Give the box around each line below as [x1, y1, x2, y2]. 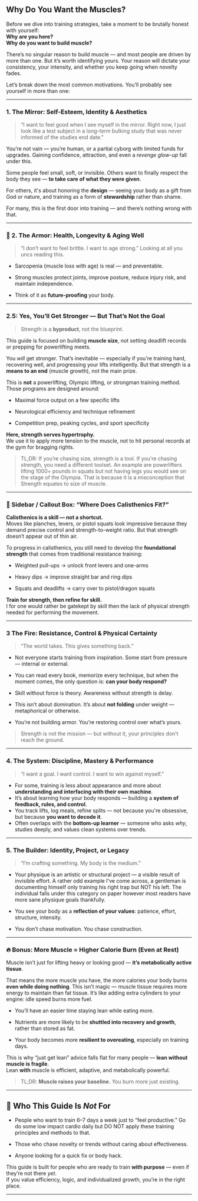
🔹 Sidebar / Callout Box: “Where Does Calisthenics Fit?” [6, 500, 169, 508]
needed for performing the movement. [6, 609, 99, 616]
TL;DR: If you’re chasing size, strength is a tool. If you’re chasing [20, 455, 177, 462]
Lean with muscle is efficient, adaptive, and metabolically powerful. [6, 1067, 170, 1074]
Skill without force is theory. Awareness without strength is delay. [14, 689, 173, 697]
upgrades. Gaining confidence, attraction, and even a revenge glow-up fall [6, 151, 187, 159]
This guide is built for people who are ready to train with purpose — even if [6, 1164, 190, 1170]
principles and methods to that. [14, 1129, 91, 1136]
